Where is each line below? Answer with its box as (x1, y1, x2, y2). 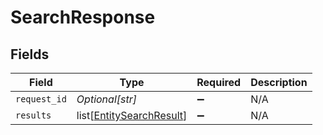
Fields (10, 46, 50, 63)
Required (196, 76, 242, 89)
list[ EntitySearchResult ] (76, 109, 188, 122)
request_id (15, 94, 67, 105)
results (15, 110, 52, 121)
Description (250, 76, 308, 89)
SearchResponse (10, 6, 156, 29)
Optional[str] (76, 92, 137, 106)
